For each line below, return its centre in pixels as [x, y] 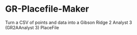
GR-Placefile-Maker [47, 9]
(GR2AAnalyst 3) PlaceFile [32, 27]
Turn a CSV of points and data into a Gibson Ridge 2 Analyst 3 [69, 22]
